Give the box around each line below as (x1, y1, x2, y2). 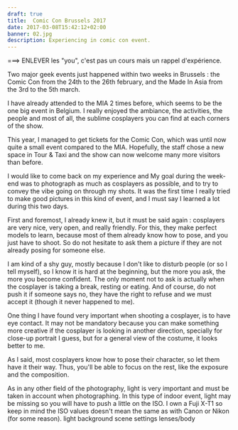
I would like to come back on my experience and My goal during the (7, 172, 206, 181)
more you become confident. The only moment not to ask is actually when (7, 275, 225, 284)
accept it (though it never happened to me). (7, 298, 135, 306)
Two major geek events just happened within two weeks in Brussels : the (7, 70, 220, 79)
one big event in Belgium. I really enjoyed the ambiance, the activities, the (7, 107, 223, 115)
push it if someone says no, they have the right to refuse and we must (7, 290, 212, 299)
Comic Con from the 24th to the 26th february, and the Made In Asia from (7, 77, 223, 86)
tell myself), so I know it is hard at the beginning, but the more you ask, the (7, 267, 226, 276)
